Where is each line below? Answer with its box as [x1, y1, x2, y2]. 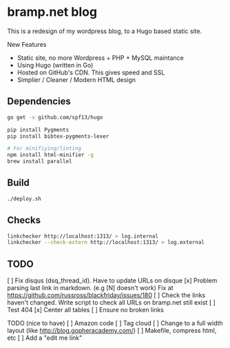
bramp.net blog [7, 4, 98, 20]
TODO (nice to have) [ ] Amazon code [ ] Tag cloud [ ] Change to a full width [7, 319, 224, 327]
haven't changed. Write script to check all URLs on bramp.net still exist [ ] [7, 298, 216, 307]
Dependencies [7, 96, 71, 108]
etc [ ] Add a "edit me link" [7, 334, 83, 342]
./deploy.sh [7, 195, 41, 202]
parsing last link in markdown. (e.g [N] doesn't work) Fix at [7, 284, 174, 292]
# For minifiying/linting [7, 145, 81, 152]
